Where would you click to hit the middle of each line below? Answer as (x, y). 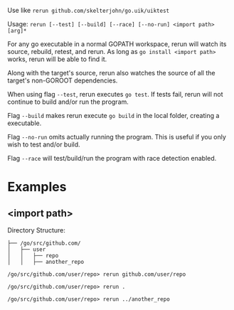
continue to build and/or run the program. (68, 102)
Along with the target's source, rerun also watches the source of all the (111, 73)
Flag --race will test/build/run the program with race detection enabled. (112, 158)
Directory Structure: (37, 230)
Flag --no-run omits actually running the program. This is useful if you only (117, 137)
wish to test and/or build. (44, 144)
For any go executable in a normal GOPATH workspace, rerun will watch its (117, 44)
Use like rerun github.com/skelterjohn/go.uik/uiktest (88, 10)
